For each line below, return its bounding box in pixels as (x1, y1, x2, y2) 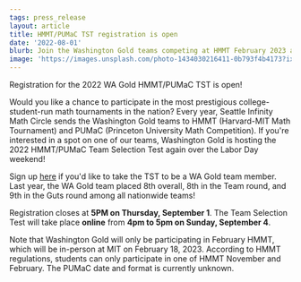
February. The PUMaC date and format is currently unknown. (9, 263, 235, 273)
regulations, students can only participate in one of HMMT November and (9, 253, 281, 264)
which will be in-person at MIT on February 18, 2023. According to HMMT (9, 244, 281, 254)
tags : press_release (9, 13, 87, 22)
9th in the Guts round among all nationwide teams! (9, 190, 195, 201)
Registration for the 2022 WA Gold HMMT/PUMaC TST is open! (9, 80, 243, 90)
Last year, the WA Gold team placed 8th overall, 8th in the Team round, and (9, 181, 287, 191)
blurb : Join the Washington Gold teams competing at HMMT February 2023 (9, 47, 287, 56)
